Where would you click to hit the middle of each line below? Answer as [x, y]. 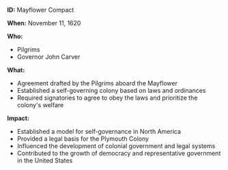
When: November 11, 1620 [44, 23]
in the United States [45, 160]
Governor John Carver [48, 57]
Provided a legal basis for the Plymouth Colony [83, 139]
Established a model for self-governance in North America [99, 131]
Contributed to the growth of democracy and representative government [119, 153]
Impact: [18, 118]
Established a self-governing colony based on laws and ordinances [111, 90]
